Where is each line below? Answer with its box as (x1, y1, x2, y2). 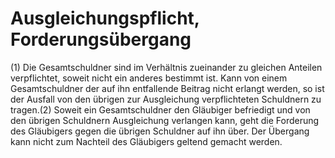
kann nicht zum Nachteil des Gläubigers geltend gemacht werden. (10, 135, 283, 147)
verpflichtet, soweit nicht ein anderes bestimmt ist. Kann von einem (10, 72, 288, 84)
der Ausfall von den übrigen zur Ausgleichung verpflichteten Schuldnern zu (10, 93, 322, 105)
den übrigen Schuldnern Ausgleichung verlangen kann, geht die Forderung (10, 114, 320, 126)
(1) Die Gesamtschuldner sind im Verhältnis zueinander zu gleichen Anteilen (10, 61, 323, 73)
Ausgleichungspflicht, (10, 7, 200, 30)
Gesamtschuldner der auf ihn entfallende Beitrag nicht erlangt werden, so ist (10, 82, 325, 94)
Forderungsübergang (10, 28, 192, 51)
